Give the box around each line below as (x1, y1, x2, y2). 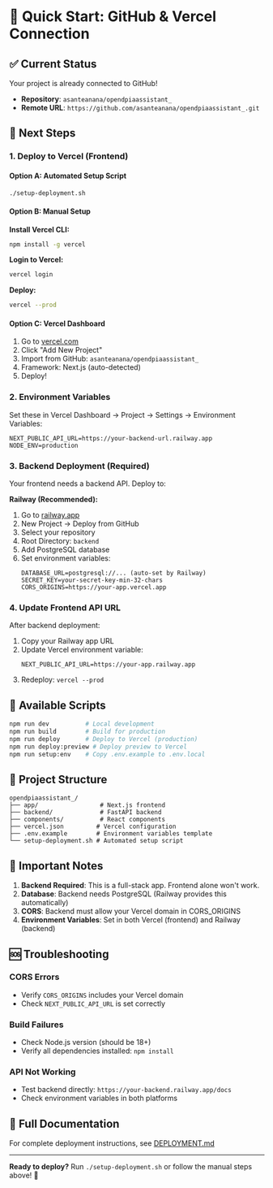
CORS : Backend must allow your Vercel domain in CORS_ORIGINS (20, 906, 241, 917)
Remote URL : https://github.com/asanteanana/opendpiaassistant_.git (20, 103, 260, 112)
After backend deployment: (9, 621, 100, 631)
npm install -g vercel (9, 240, 86, 249)
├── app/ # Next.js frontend (9, 801, 165, 809)
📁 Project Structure (9, 772, 108, 787)
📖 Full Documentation (9, 1116, 120, 1130)
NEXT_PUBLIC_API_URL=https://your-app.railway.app (20, 661, 196, 669)
